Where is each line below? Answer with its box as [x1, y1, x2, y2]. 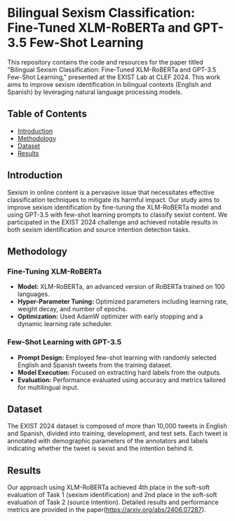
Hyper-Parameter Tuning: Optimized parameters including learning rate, [17, 297, 229, 306]
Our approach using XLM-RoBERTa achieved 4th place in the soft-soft [7, 483, 210, 492]
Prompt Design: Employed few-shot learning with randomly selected [17, 353, 217, 362]
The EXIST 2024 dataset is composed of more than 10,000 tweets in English [7, 422, 228, 431]
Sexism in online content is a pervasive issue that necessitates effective [7, 188, 215, 196]
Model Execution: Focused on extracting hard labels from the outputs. [17, 368, 222, 377]
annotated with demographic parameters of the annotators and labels [7, 437, 208, 445]
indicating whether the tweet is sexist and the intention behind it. [7, 444, 194, 453]
